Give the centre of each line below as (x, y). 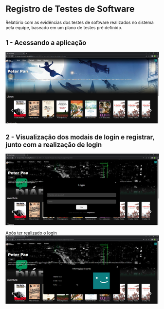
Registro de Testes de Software (70, 9)
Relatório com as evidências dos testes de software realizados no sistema (80, 22)
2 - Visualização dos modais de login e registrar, (80, 137)
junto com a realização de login (54, 145)
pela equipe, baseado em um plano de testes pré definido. (64, 27)
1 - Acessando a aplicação (46, 43)
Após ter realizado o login (31, 233)
